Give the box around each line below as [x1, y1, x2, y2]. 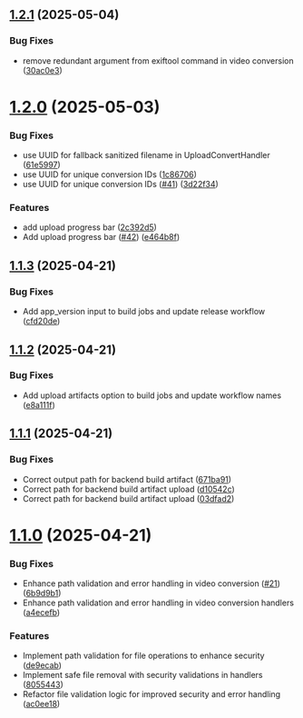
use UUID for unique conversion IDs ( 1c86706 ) [22, 169, 198, 180]
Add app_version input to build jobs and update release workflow [22, 306, 266, 317]
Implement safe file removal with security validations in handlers [22, 670, 263, 681]
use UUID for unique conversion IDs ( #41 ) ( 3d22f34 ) [22, 179, 220, 190]
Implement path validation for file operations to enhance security [22, 650, 265, 662]
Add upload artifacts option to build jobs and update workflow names [22, 390, 282, 401]
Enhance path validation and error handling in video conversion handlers [22, 597, 295, 608]
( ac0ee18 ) [22, 699, 61, 710]
